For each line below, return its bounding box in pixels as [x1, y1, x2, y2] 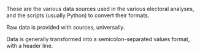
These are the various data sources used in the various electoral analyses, [6, 6, 194, 12]
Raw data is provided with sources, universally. [6, 24, 125, 31]
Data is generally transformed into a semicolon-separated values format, [6, 36, 190, 42]
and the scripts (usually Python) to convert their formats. [6, 12, 150, 19]
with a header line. [6, 42, 53, 49]
